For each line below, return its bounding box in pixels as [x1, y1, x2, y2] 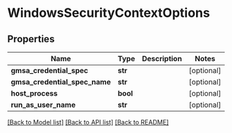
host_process [11, 89, 58, 98]
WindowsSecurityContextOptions [7, 5, 210, 21]
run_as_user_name [11, 100, 76, 110]
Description [142, 54, 182, 63]
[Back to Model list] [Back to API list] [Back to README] [7, 118, 169, 126]
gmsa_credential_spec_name [11, 77, 111, 87]
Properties [7, 33, 55, 45]
